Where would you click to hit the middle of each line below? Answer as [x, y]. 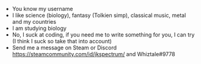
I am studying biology [39, 28]
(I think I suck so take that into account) [62, 41]
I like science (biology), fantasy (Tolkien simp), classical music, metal [99, 15]
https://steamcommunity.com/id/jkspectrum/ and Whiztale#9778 [93, 54]
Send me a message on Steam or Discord [64, 48]
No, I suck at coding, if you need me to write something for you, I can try [103, 35]
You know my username [42, 9]
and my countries [34, 22]
